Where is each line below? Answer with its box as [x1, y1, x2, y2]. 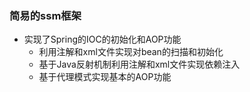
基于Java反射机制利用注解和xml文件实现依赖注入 [38, 58, 241, 71]
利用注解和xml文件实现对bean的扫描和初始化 [38, 46, 224, 58]
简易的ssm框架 [9, 8, 82, 22]
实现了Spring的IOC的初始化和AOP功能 [23, 33, 182, 46]
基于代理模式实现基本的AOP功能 [38, 71, 172, 83]
